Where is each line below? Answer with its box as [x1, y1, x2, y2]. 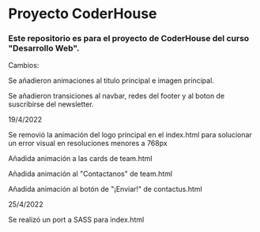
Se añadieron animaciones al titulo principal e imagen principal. [8, 76, 215, 85]
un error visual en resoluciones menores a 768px [8, 139, 168, 148]
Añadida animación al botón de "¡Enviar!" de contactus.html [8, 185, 203, 194]
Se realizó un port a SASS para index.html [8, 215, 145, 225]
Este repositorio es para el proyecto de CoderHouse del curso [8, 33, 250, 44]
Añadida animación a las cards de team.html [8, 154, 153, 163]
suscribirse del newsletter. [8, 99, 94, 109]
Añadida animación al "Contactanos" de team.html [8, 169, 172, 178]
